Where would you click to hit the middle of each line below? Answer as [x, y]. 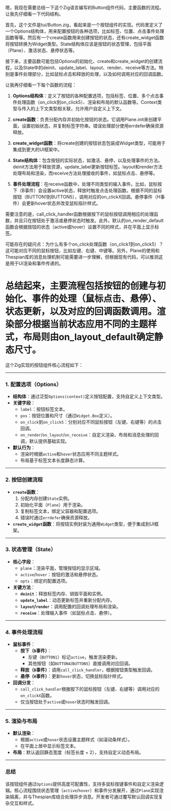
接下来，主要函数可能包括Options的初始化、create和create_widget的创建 [82, 61]
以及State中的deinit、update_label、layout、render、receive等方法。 [87, 68]
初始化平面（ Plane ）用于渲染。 [53, 505]
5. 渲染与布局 [21, 721]
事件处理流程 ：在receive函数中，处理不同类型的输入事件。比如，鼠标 [85, 184]
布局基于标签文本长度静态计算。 [54, 461]
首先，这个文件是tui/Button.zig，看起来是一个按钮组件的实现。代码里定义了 [84, 25]
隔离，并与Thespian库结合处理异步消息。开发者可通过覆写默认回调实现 [84, 797]
